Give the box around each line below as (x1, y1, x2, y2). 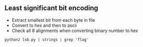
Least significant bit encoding (4, 4, 99, 12)
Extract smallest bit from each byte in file (11, 17, 96, 23)
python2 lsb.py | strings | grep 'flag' (4, 37, 89, 42)
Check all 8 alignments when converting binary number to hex (11, 27, 139, 34)
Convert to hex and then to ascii (11, 22, 77, 28)
